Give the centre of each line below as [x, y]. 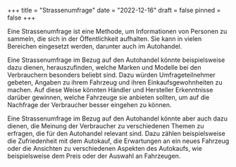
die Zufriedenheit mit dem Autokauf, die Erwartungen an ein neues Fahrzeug [118, 141]
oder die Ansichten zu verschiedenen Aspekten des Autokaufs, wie [105, 148]
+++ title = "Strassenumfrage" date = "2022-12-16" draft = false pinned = [114, 10]
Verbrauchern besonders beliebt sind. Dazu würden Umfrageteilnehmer [112, 75]
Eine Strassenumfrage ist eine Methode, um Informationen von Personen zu [117, 31]
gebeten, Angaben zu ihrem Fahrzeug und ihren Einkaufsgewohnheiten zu [115, 82]
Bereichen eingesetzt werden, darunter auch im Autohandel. [95, 46]
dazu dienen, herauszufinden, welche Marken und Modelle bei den [104, 67]
